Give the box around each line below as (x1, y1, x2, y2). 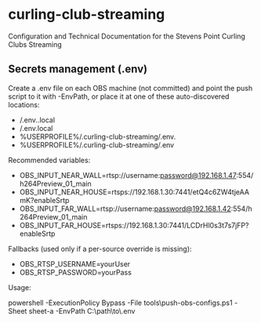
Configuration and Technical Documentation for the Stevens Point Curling (8, 31, 245, 41)
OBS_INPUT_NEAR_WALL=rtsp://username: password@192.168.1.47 (19, 170, 237, 180)
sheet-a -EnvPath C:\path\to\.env (28, 306, 136, 315)
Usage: (8, 282, 31, 292)
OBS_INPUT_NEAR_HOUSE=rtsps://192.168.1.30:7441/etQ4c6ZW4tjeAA (19, 187, 249, 197)
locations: (8, 100, 40, 109)
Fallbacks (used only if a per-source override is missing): (8, 244, 192, 253)
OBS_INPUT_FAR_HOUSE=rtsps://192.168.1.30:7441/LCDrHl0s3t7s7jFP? (19, 220, 249, 230)
